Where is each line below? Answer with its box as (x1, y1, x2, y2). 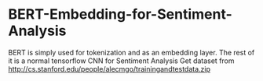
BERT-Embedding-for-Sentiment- (8, 5, 233, 23)
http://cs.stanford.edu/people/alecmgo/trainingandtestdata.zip (8, 64, 210, 73)
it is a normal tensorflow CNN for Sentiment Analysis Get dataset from (8, 56, 235, 65)
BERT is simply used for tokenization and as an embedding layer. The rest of (8, 48, 255, 57)
